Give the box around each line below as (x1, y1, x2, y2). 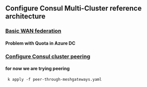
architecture (5, 12, 46, 21)
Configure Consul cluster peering (5, 53, 91, 60)
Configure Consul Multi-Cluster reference (5, 4, 142, 13)
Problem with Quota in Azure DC (5, 40, 76, 46)
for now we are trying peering (5, 66, 70, 72)
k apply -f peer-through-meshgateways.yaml (7, 77, 102, 82)
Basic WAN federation (5, 28, 61, 35)
